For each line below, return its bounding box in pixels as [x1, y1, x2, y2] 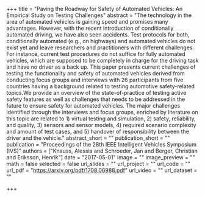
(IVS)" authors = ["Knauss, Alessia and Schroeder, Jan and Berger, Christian [6, 147, 198, 154]
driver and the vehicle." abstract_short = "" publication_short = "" [6, 134, 170, 142]
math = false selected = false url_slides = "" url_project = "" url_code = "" [6, 161, 191, 167]
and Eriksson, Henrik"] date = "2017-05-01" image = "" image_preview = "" [6, 154, 195, 161]
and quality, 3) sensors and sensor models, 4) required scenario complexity [6, 122, 196, 128]
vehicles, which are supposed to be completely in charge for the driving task [6, 57, 199, 64]
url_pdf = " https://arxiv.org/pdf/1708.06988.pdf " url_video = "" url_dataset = [6, 167, 198, 174]
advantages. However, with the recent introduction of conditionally [6, 24, 174, 32]
